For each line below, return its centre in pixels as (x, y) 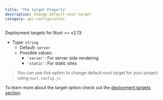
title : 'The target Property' (36, 10)
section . (13, 93)
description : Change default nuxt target (48, 14)
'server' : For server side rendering (63, 58)
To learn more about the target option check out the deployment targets (78, 88)
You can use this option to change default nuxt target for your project (87, 73)
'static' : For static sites (52, 63)
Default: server (35, 48)
